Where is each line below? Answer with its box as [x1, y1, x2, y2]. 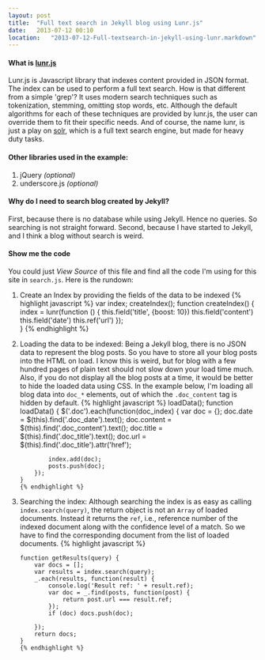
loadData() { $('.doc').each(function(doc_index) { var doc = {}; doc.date [19, 406, 253, 416]
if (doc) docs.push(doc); [48, 609, 134, 617]
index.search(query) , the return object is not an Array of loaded [19, 505, 228, 515]
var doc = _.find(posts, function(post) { [48, 589, 191, 597]
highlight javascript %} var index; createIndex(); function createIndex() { [19, 299, 255, 308]
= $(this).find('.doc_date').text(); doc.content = [19, 415, 172, 424]
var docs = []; [34, 561, 85, 569]
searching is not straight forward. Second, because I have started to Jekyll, [8, 222, 253, 232]
